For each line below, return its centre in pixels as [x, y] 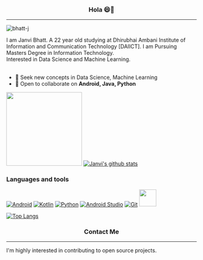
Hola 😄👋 [101, 10]
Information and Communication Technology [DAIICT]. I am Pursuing [92, 46]
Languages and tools [38, 179]
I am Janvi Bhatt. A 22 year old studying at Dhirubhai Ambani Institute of [96, 40]
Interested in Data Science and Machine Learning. [69, 59]
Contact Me [101, 232]
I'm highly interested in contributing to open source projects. [82, 250]
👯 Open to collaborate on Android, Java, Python [75, 84]
